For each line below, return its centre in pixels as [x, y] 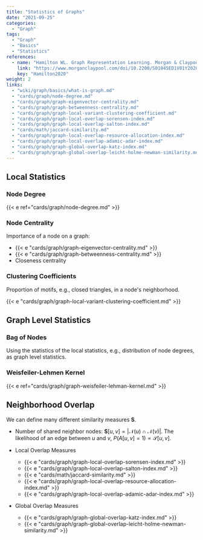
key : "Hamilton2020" [43, 74]
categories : [21, 23]
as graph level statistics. [36, 357]
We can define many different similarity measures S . [71, 419]
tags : [13, 34]
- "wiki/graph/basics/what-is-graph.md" [63, 91]
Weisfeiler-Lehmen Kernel [46, 372]
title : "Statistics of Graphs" [46, 12]
